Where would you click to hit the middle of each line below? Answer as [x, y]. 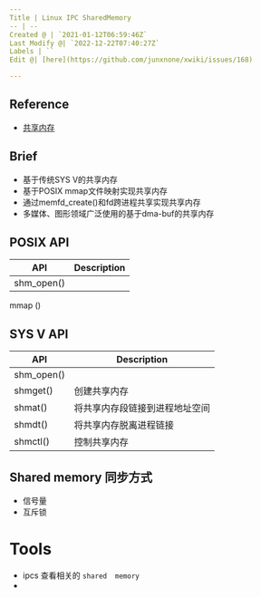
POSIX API [39, 242]
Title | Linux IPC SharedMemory [70, 18]
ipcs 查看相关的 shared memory [81, 575]
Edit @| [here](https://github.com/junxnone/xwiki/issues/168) [131, 60]
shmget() [34, 390]
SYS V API [39, 334]
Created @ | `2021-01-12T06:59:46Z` [78, 34]
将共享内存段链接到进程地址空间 [142, 409]
